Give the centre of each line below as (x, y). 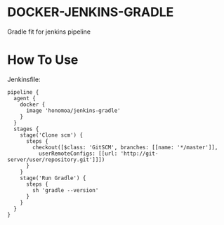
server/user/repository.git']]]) (56, 159)
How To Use (43, 60)
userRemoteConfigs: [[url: (78, 154)
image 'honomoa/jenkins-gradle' (73, 110)
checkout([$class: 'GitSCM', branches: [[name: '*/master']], (125, 147)
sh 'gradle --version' (66, 190)
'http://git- (139, 154)
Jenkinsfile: (24, 79)
